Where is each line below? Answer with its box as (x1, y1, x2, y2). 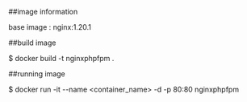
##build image (8, 38, 57, 47)
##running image (8, 69, 66, 79)
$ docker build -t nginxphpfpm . (8, 54, 115, 63)
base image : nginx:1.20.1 (8, 22, 91, 31)
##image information (8, 7, 78, 16)
